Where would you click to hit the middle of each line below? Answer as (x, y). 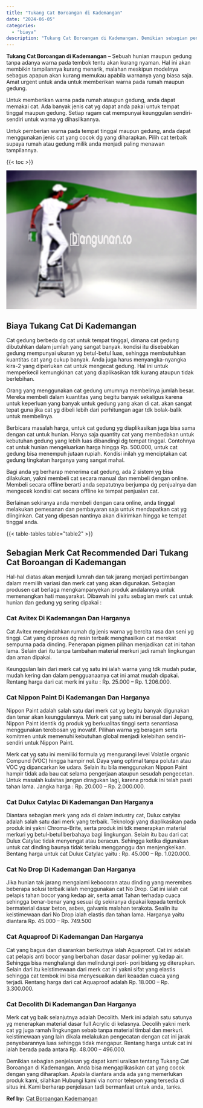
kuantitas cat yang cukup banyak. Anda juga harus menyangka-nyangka (96, 360)
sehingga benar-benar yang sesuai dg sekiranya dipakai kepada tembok (96, 902)
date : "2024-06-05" (31, 19)
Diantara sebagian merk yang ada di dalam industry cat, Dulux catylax (94, 815)
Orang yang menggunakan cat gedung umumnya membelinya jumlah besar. (101, 390)
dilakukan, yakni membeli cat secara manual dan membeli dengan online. (97, 478)
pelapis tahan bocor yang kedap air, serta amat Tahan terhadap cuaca (93, 895)
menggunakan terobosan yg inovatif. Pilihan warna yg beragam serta (92, 730)
